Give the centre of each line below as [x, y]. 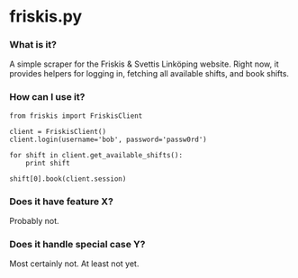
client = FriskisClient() [58, 131]
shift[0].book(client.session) [68, 179]
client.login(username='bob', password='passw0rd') [108, 139]
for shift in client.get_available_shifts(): [96, 155]
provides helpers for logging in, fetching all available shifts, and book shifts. [149, 74]
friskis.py [46, 17]
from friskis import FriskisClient [76, 116]
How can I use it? [47, 97]
